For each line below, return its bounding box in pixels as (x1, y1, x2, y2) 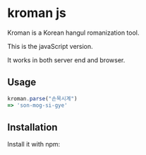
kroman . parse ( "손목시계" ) (7, 95, 78, 102)
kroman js (7, 5, 67, 21)
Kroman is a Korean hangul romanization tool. (7, 28, 140, 37)
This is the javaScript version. (7, 42, 93, 50)
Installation (7, 121, 58, 133)
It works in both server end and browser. (7, 55, 126, 64)
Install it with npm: (7, 140, 61, 149)
